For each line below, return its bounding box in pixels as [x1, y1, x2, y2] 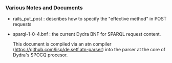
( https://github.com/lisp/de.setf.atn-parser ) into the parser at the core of [12, 47, 165, 53]
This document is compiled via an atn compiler [12, 41, 112, 47]
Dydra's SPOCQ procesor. [12, 52, 68, 58]
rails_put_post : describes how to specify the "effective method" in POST [12, 16, 167, 22]
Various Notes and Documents [5, 4, 83, 11]
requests [12, 21, 32, 27]
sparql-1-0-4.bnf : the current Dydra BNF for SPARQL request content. [12, 31, 161, 37]
